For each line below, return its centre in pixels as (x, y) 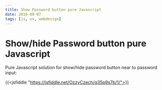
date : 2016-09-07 (23, 14)
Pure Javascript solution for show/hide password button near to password (81, 68)
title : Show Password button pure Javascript (53, 10)
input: (11, 73)
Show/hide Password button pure (76, 43)
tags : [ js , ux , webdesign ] (33, 19)
